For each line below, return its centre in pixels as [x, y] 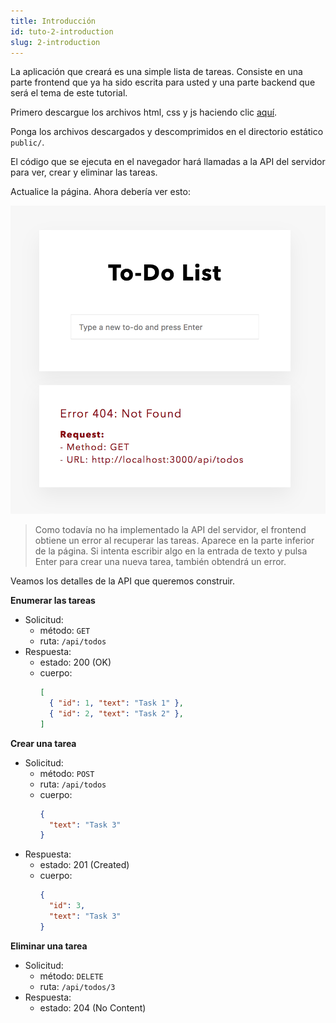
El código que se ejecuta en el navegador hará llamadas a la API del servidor [168, 162]
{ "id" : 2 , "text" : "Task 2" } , [116, 713]
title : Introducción [53, 21]
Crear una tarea [43, 743]
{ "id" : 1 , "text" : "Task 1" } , [116, 703]
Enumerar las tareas [53, 601]
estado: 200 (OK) [75, 662]
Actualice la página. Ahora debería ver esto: [100, 192]
